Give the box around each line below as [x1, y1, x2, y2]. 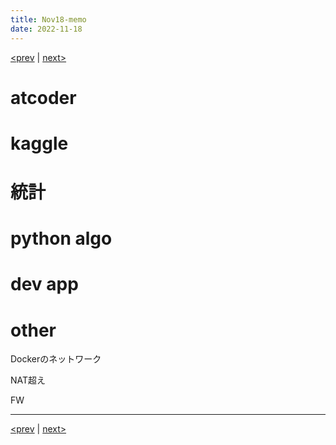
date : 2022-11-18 [10, 24, 83, 34]
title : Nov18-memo [10, 14, 87, 25]
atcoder [10, 86, 77, 109]
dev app [10, 273, 79, 296]
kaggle [10, 132, 69, 155]
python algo [10, 227, 113, 250]
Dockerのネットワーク [10, 353, 102, 365]
